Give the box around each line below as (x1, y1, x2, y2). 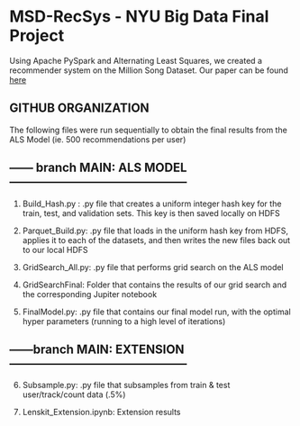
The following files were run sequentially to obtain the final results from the (9, 124, 288, 135)
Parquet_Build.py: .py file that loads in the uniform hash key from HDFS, (22, 225, 288, 236)
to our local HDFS (22, 244, 88, 255)
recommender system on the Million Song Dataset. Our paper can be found (9, 65, 288, 76)
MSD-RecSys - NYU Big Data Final (9, 6, 269, 27)
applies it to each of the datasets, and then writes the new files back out (22, 234, 291, 245)
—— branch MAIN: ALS (9, 160, 142, 176)
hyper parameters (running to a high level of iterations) (22, 315, 226, 326)
